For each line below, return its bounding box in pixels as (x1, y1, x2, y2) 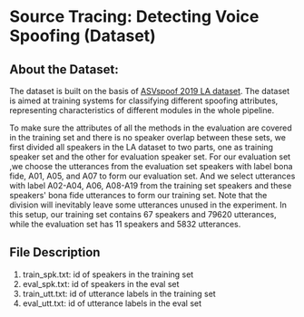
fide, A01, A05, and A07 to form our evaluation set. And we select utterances (9, 170, 296, 181)
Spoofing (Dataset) (9, 25, 156, 46)
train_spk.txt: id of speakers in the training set (22, 269, 194, 280)
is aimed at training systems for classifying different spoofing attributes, (9, 95, 279, 106)
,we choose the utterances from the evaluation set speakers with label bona (9, 161, 293, 171)
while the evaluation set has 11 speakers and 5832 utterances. (9, 219, 241, 229)
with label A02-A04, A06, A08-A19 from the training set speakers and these (9, 180, 292, 191)
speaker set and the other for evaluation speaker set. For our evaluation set (9, 151, 291, 162)
